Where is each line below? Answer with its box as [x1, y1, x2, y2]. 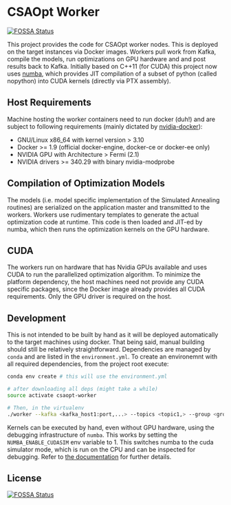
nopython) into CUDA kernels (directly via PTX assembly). [7, 76, 171, 85]
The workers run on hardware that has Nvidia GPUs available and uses [7, 263, 208, 272]
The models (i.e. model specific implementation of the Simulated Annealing [7, 195, 220, 204]
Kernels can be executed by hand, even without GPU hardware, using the [7, 423, 214, 431]
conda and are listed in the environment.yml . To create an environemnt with [7, 352, 218, 361]
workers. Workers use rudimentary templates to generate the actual [7, 211, 199, 219]
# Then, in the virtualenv [7, 404, 85, 411]
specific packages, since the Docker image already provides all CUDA [7, 285, 206, 293]
